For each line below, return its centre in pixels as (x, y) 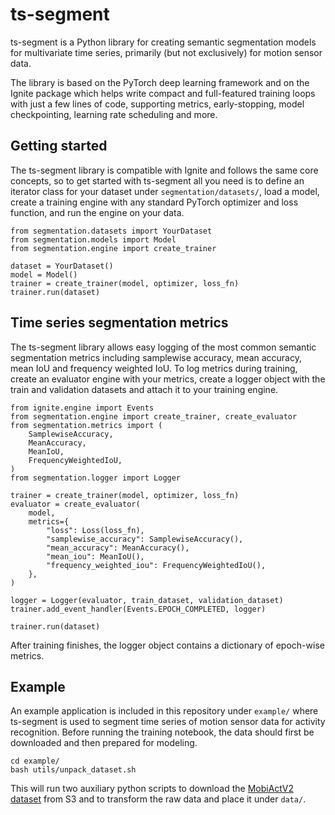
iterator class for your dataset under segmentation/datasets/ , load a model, (165, 191)
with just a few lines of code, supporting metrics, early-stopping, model (157, 104)
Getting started (59, 146)
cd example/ (35, 761)
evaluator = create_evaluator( (75, 504)
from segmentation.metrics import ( (86, 425)
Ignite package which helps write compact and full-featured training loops (163, 93)
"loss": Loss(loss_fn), (95, 530)
